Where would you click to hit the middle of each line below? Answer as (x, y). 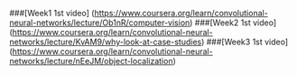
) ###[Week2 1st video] (233, 23)
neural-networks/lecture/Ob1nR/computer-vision (100, 23)
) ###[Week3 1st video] (245, 42)
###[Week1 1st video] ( (52, 13)
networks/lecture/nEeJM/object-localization (91, 61)
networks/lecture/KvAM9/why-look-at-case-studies (106, 42)
